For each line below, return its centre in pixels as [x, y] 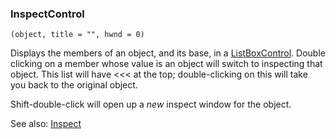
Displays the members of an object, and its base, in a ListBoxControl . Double [168, 53]
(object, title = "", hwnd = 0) [77, 35]
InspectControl [47, 14]
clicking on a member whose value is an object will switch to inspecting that [166, 64]
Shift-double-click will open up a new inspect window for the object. [151, 104]
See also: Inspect [46, 124]
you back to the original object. [74, 85]
